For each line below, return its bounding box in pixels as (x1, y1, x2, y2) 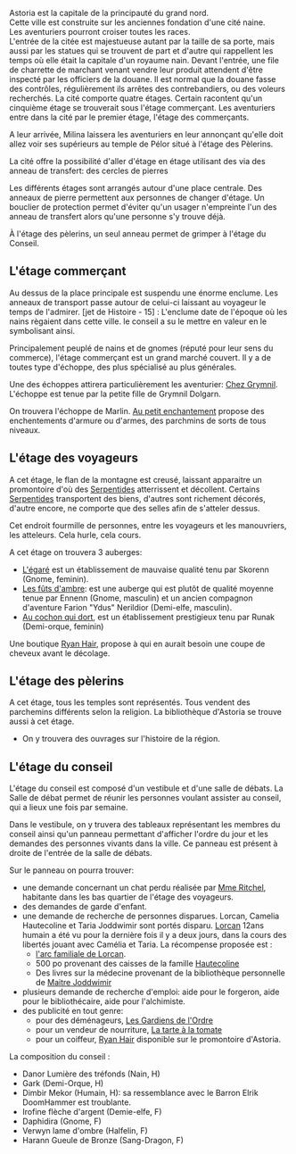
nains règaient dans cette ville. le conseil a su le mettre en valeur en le (9, 316, 267, 327)
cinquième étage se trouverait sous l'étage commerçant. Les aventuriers (9, 103, 275, 112)
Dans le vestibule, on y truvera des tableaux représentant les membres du (9, 819, 281, 830)
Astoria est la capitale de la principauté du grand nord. (9, 8, 210, 18)
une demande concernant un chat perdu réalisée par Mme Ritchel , (21, 883, 267, 893)
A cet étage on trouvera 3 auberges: (9, 546, 143, 557)
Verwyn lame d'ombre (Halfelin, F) (21, 1125, 149, 1136)
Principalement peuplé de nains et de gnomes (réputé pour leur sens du (9, 343, 274, 353)
